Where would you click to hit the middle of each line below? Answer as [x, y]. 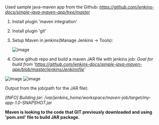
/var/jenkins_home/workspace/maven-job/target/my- [98, 97]
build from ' [24, 64]
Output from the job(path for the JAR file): [47, 88]
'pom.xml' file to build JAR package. [42, 117]
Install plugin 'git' [29, 31]
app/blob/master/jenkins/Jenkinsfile [48, 69]
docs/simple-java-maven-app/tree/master [48, 12]
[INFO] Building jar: [24, 97]
